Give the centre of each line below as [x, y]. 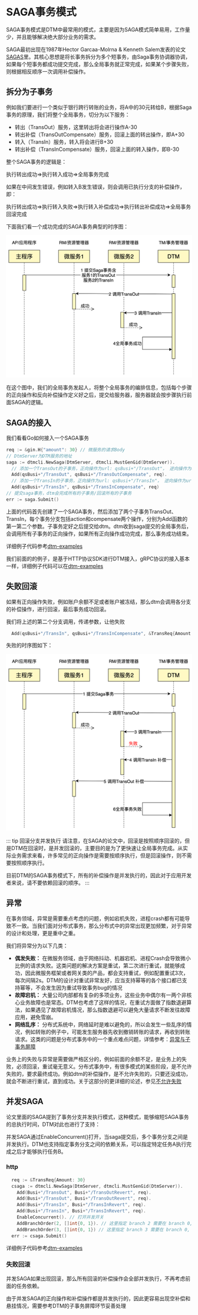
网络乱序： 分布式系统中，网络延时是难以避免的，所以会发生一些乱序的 [100, 1024]
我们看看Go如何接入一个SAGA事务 [48, 438]
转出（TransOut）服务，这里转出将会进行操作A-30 [76, 127]
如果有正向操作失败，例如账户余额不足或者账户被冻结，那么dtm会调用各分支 [99, 602]
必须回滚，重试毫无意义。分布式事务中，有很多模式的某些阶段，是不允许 [104, 1066]
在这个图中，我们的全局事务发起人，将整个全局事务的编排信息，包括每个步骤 [99, 388]
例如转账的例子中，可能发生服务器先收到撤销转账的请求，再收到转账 [108, 1032]
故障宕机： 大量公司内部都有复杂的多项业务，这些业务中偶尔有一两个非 [100, 995]
